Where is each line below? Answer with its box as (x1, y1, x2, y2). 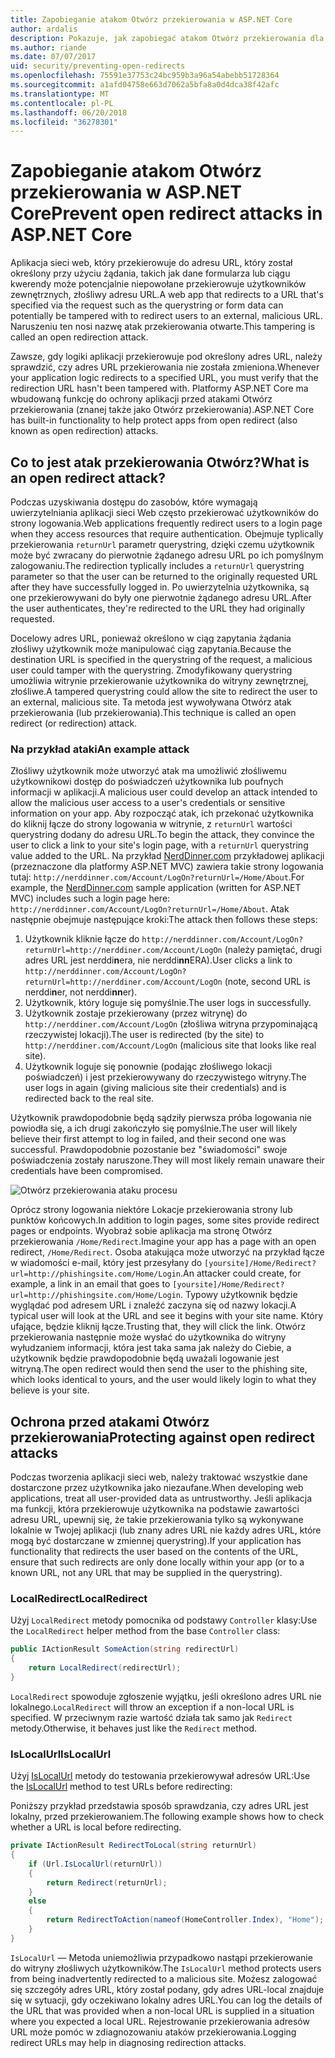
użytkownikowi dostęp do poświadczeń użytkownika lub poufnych (10, 776, 284, 788)
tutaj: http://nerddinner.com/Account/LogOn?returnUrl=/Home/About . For (10, 871, 305, 883)
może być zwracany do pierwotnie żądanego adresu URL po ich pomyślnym (10, 549, 324, 561)
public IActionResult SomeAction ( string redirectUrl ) (10, 1644, 240, 1655)
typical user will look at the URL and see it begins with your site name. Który (10, 1310, 324, 1322)
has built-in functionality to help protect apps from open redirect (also (10, 414, 298, 426)
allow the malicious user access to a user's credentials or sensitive (10, 797, 286, 809)
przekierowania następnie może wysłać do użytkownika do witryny (10, 1331, 287, 1343)
